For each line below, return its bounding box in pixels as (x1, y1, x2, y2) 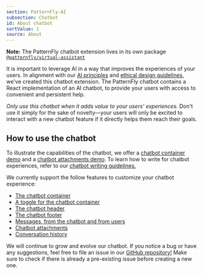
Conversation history (15, 230, 68, 238)
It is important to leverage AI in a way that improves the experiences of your (6, 65, 196, 73)
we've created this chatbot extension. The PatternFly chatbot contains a (6, 78, 187, 85)
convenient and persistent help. (6, 91, 85, 98)
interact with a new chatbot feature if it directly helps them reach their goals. (6, 116, 198, 123)
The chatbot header (15, 204, 65, 212)
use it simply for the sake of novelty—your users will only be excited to (6, 109, 183, 116)
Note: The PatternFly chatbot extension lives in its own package (6, 48, 167, 55)
